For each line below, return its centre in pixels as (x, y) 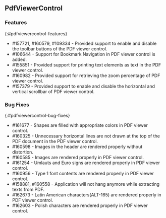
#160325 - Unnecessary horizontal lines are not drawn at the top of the (86, 136)
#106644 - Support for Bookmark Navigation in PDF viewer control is (84, 54)
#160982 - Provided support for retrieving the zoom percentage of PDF (86, 76)
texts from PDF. (28, 189)
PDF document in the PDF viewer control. (55, 141)
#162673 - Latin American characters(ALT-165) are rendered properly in (87, 195)
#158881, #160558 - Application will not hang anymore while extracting (86, 184)
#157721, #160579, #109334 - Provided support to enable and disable (84, 43)
